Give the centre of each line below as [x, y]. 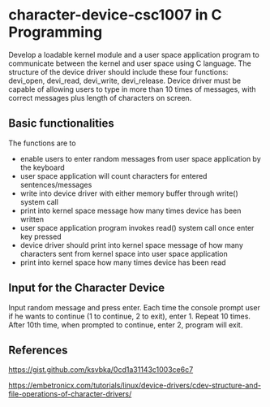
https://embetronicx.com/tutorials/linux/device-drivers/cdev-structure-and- [135, 385]
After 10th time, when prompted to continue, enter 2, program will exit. [126, 325]
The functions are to [42, 143]
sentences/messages [56, 184]
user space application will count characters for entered [114, 175]
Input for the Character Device [87, 288]
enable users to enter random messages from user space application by [140, 158]
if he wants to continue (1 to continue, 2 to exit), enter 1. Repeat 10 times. [130, 316]
